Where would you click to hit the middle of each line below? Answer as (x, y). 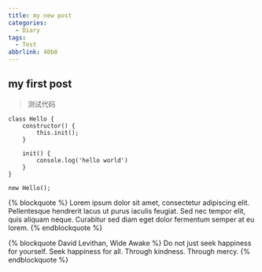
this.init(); (58, 132)
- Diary (28, 30)
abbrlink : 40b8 (33, 52)
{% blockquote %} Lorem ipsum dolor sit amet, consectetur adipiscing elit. (129, 203)
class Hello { (31, 119)
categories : (28, 23)
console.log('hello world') (82, 160)
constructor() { (49, 126)
